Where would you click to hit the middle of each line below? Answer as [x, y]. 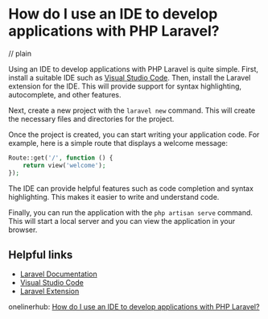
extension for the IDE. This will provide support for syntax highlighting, [125, 86]
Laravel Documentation [59, 274]
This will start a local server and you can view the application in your [122, 221]
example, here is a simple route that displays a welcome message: [118, 143]
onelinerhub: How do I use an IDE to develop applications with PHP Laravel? [134, 307]
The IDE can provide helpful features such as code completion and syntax [131, 188]
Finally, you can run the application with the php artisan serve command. [131, 212]
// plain [20, 53]
